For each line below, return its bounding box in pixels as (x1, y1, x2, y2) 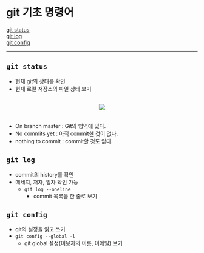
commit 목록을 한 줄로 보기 (33, 192, 98, 200)
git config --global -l (15, 234, 76, 240)
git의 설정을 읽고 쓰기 (15, 226, 66, 233)
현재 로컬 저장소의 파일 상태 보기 (15, 85, 92, 92)
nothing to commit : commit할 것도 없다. (15, 137, 114, 144)
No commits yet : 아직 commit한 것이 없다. (15, 130, 118, 137)
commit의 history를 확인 (15, 170, 74, 178)
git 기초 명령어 (6, 5, 74, 19)
